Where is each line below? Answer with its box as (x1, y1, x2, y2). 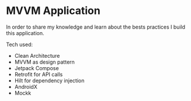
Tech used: (6, 41, 33, 48)
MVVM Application (6, 4, 100, 18)
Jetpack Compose (14, 64, 60, 71)
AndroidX (14, 83, 38, 90)
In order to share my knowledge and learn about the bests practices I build (6, 23, 186, 30)
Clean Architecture (14, 52, 60, 59)
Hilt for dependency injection (14, 77, 85, 84)
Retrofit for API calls (14, 71, 63, 78)
